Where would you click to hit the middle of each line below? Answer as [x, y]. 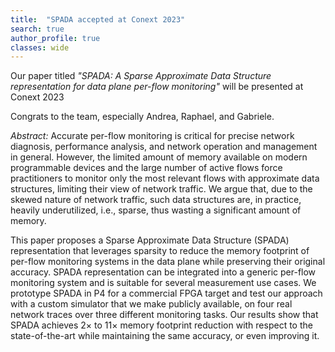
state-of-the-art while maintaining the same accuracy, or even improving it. [165, 336]
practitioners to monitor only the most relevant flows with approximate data [165, 178]
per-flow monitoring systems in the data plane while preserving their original [168, 262]
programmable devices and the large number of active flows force [146, 168]
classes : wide [40, 47]
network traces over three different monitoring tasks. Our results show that [164, 315]
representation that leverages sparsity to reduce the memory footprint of [160, 251]
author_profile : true [55, 38]
